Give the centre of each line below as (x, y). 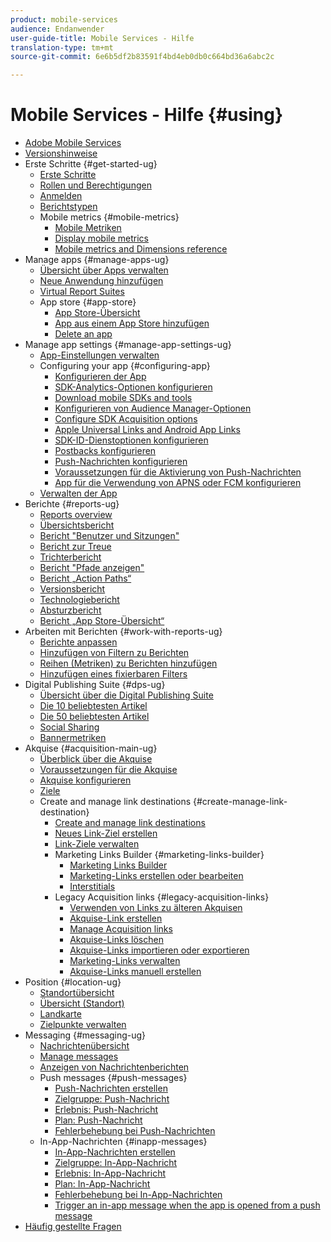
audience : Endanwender (57, 29)
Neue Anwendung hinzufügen (101, 281)
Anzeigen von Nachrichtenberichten (114, 1067)
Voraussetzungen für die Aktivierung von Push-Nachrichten (178, 472)
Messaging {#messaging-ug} (85, 1035)
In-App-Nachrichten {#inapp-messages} (123, 1142)
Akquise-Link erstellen (116, 918)
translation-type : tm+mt (62, 47)
